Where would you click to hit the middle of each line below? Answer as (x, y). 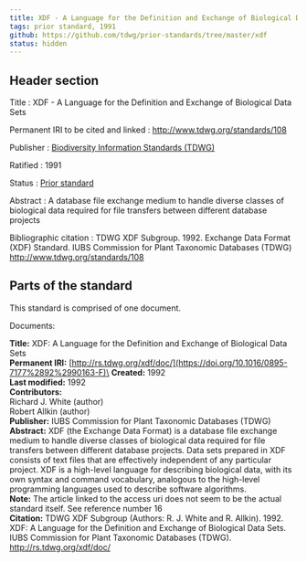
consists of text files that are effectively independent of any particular (141, 460)
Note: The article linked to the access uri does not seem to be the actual (145, 498)
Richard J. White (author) (57, 401)
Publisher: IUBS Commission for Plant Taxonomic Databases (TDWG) (140, 420)
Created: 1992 (138, 372)
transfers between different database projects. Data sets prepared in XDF (148, 450)
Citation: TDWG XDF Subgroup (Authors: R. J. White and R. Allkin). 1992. (147, 518)
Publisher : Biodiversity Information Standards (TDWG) (112, 148)
